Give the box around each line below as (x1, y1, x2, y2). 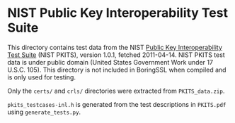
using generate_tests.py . (7, 108, 81, 116)
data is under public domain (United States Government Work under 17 (7, 58, 214, 66)
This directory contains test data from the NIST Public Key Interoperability (7, 43, 223, 51)
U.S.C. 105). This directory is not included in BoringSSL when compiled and (7, 65, 227, 74)
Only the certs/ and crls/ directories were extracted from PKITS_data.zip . (7, 86, 225, 95)
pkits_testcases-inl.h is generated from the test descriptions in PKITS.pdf (7, 100, 227, 108)
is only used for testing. (7, 72, 76, 82)
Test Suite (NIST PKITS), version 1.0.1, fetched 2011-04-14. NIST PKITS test (7, 51, 225, 59)
